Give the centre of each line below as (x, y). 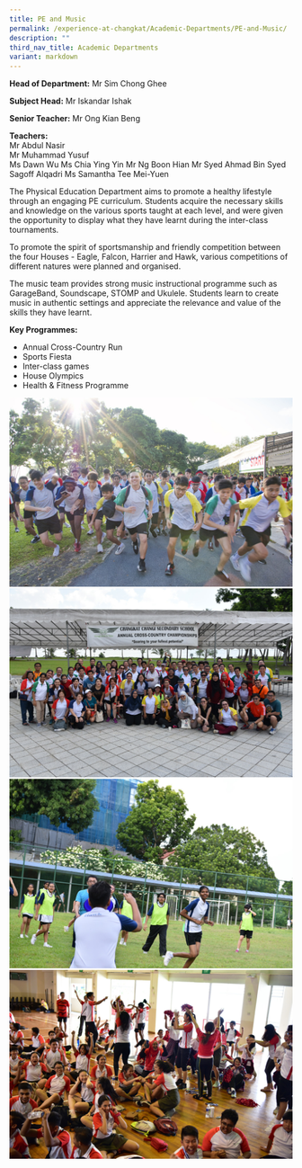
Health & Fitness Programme (75, 386)
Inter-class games (56, 366)
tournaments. (34, 230)
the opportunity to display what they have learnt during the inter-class (139, 220)
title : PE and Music (48, 19)
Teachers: (29, 136)
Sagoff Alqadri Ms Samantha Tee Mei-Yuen (89, 174)
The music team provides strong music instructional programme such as (143, 284)
